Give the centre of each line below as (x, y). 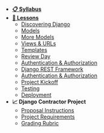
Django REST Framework (52, 69)
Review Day (36, 56)
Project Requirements (48, 117)
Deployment (36, 95)
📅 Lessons (25, 18)
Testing (30, 88)
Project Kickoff (40, 82)
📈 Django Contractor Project (49, 102)
